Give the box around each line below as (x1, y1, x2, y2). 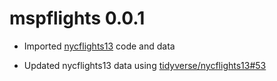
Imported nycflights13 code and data (23, 40, 176, 52)
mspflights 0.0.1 (9, 7, 146, 30)
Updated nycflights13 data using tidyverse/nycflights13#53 (23, 59, 267, 71)
